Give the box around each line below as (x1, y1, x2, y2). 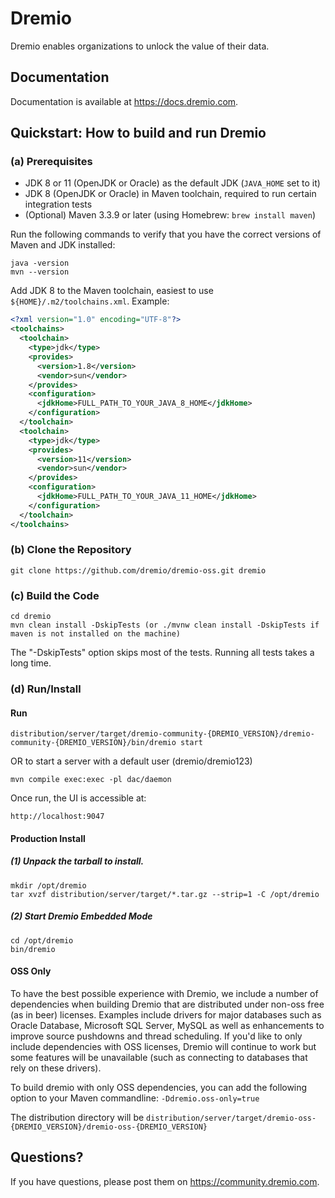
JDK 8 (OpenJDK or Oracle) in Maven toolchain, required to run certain (24, 188, 317, 200)
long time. (10, 657, 52, 669)
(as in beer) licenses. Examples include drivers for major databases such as (10, 1009, 322, 1021)
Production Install (10, 832, 86, 844)
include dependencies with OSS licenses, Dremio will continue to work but (10, 1041, 317, 1053)
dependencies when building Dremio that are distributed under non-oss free (10, 998, 325, 1011)
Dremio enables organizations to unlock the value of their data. (10, 40, 270, 52)
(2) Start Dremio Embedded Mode (10, 910, 153, 922)
